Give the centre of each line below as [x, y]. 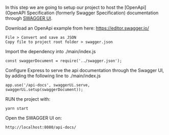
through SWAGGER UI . [29, 18]
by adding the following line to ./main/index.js [53, 76]
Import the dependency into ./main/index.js [51, 51]
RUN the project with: [28, 99]
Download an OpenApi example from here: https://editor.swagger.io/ [77, 28]
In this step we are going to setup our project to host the [64, 7]
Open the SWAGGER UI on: [34, 118]
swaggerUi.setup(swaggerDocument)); [44, 89]
